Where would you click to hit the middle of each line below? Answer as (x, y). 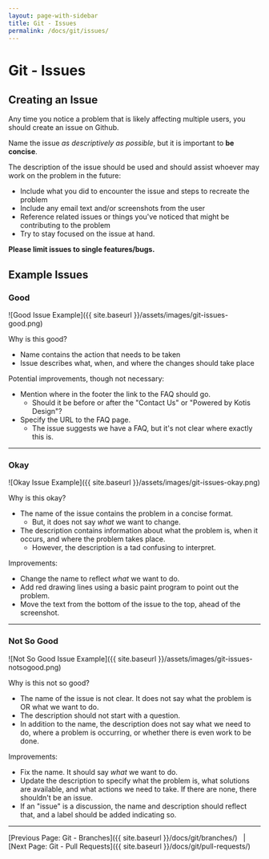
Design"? (47, 411)
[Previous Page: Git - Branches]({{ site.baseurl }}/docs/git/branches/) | (127, 837)
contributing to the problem (65, 225)
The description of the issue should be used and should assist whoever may (134, 167)
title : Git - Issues (43, 23)
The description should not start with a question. (100, 715)
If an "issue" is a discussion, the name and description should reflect (133, 806)
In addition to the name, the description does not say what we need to (135, 723)
